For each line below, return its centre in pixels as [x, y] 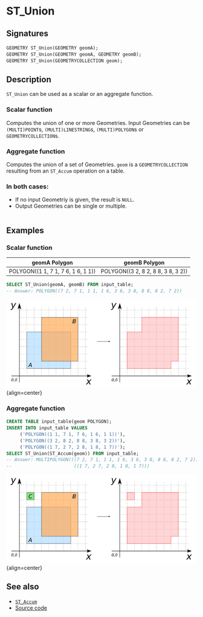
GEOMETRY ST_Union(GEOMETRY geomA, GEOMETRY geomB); [74, 54]
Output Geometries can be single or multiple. [71, 206]
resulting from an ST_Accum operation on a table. [66, 171]
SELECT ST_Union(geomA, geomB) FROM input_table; [70, 285]
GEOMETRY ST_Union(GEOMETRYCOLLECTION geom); [64, 61]
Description [29, 80]
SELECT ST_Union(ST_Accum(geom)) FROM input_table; [72, 453]
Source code [31, 607]
